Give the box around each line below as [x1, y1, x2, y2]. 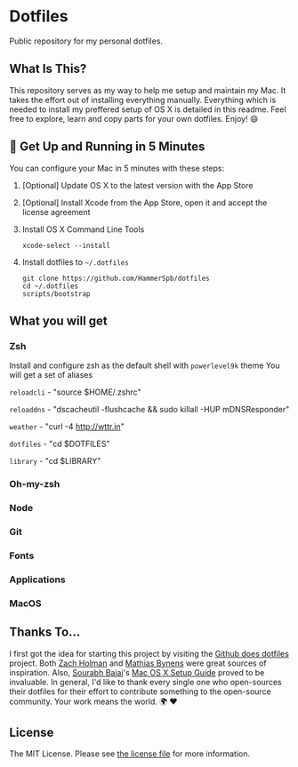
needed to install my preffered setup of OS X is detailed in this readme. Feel [9, 104, 286, 115]
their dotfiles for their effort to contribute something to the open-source [9, 686, 271, 697]
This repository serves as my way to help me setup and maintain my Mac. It [9, 84, 286, 95]
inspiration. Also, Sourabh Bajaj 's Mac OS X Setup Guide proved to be [9, 667, 265, 677]
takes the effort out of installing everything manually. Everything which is [9, 94, 277, 105]
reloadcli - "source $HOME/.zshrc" [9, 387, 141, 397]
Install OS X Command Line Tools [21, 224, 145, 235]
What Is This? [9, 61, 87, 76]
